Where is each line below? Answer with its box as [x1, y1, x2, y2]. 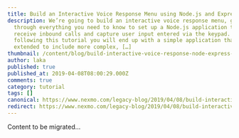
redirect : [7, 103, 37, 110]
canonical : [7, 97, 40, 104]
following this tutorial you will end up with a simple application [14, 37, 221, 44]
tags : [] [7, 90, 33, 97]
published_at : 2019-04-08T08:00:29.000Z [7, 70, 129, 77]
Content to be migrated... [7, 122, 81, 131]
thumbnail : [7, 51, 40, 58]
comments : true [7, 76, 53, 84]
